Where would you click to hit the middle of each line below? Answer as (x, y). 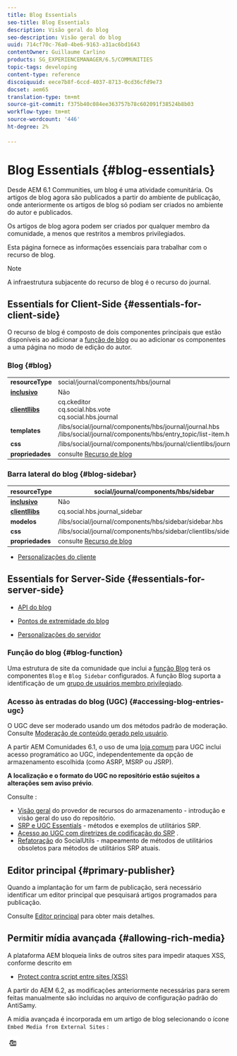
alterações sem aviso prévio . (50, 783)
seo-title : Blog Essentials (49, 22)
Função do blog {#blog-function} (65, 652)
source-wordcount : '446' (44, 119)
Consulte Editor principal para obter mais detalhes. (81, 916)
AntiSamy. (22, 1005)
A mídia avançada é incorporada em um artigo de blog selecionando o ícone (118, 1019)
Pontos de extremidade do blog (63, 621)
